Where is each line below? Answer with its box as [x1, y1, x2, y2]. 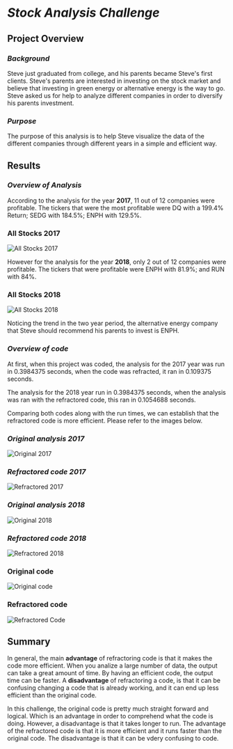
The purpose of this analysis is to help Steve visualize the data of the [7, 132, 205, 141]
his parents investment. [7, 99, 74, 107]
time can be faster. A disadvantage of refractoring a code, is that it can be [7, 677, 221, 685]
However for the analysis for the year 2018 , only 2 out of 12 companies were [7, 258, 227, 266]
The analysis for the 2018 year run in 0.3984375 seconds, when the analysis [7, 388, 226, 396]
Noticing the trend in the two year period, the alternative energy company [7, 319, 218, 328]
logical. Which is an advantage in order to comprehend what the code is [7, 712, 214, 720]
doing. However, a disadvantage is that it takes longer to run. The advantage [7, 719, 226, 728]
